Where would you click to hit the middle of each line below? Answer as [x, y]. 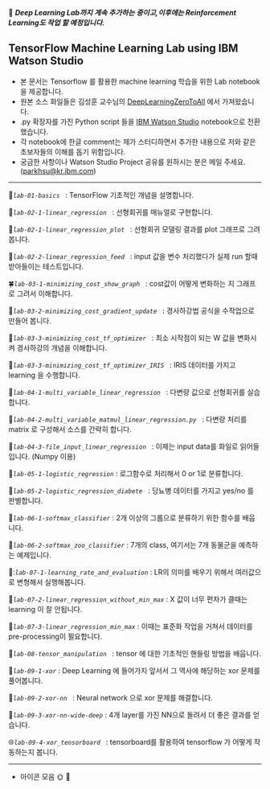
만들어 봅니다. [30, 320]
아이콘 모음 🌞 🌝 [45, 776]
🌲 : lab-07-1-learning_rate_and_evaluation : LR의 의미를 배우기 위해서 [121, 572]
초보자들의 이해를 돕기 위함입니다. [73, 151]
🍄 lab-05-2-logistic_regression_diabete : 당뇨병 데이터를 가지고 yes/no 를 [131, 491]
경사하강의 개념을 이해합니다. [62, 347]
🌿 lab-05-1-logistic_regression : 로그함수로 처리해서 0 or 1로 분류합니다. [126, 473]
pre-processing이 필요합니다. [55, 636]
